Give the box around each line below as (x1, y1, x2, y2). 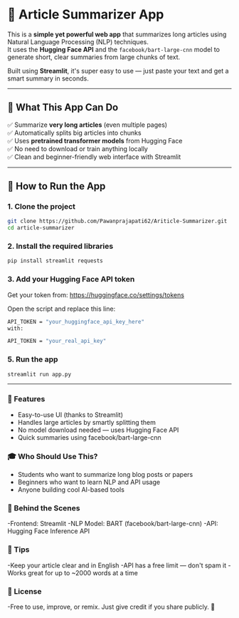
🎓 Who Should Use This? (7, 451, 98, 461)
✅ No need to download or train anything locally (7, 144, 148, 153)
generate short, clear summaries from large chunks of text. (7, 53, 181, 61)
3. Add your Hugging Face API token (7, 274, 135, 284)
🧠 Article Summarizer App (7, 6, 164, 23)
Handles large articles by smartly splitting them (17, 418, 156, 426)
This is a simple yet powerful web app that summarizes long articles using (7, 30, 227, 38)
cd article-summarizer (7, 225, 75, 232)
